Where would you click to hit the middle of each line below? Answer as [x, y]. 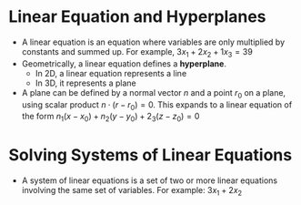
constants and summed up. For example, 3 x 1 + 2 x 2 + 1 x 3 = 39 [137, 52]
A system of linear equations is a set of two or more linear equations [150, 180]
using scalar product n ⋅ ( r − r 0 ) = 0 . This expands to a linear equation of [157, 105]
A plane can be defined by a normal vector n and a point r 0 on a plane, [154, 93]
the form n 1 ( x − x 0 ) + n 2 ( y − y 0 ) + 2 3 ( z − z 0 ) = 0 [110, 118]
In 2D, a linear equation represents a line [111, 73]
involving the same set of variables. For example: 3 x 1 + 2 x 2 [132, 191]
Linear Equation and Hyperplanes [137, 17]
